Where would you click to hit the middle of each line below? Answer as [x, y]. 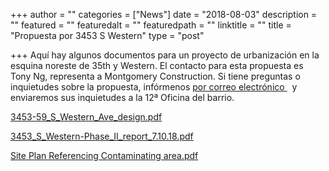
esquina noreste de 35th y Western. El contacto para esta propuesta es [157, 65]
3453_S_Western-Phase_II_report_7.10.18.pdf [102, 136]
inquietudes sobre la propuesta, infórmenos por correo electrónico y [154, 87]
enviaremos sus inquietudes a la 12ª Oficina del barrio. [122, 97]
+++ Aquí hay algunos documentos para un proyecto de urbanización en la [165, 55]
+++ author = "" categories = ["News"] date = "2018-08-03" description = [164, 14]
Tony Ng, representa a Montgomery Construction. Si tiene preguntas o [155, 76]
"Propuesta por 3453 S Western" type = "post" [107, 35]
